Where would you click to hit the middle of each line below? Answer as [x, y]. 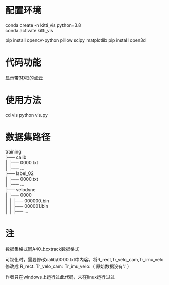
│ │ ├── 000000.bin [27, 201]
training [13, 151]
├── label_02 [20, 173]
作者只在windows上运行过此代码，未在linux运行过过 [60, 277]
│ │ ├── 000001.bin [27, 206]
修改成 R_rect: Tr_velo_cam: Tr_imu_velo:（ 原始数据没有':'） [68, 266]
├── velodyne [20, 189]
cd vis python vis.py [26, 115]
